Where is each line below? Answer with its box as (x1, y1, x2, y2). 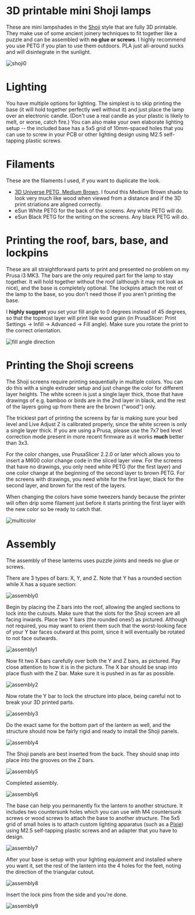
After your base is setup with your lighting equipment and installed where (6, 856, 182, 863)
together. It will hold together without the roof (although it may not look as (6, 278, 183, 285)
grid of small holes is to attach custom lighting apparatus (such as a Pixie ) (6, 821, 184, 828)
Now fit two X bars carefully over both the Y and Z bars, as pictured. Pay (6, 657, 181, 664)
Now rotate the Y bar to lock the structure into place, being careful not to (6, 692, 181, 699)
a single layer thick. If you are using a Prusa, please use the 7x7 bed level (6, 427, 182, 434)
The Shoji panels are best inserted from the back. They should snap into (6, 750, 180, 757)
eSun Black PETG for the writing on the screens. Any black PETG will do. (14, 213, 189, 220)
